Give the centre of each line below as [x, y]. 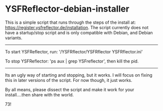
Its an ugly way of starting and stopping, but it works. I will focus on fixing [79, 75]
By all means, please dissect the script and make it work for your [70, 89]
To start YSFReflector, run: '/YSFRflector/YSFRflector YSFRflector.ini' [74, 51]
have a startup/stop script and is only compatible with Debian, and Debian [79, 32]
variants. [14, 38]
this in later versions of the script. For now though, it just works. [69, 80]
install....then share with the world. [40, 95]
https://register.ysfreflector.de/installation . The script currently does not [77, 27]
